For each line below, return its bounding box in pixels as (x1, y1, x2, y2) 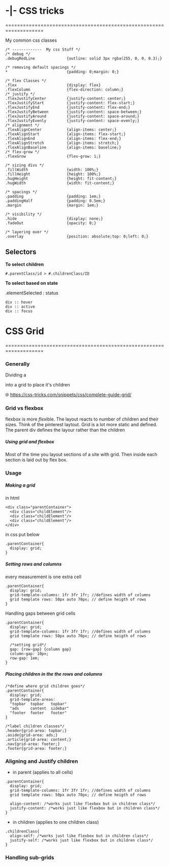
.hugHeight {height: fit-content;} (5, 176, 117, 181)
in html (5, 495, 20, 501)
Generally (5, 360, 30, 367)
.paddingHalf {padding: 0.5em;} (5, 198, 106, 203)
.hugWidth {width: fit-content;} (5, 181, 115, 186)
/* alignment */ (5, 123, 40, 128)
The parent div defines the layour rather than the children (5, 427, 125, 433)
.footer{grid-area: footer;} (5, 746, 67, 751)
